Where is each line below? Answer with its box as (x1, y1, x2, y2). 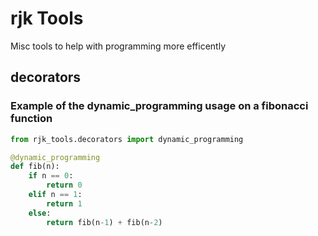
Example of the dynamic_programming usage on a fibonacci (10, 99, 309, 113)
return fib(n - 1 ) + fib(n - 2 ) (46, 217, 163, 227)
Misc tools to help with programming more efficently (10, 40, 227, 52)
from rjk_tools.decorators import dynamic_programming (10, 134, 244, 144)
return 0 (46, 180, 83, 191)
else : (28, 208, 52, 218)
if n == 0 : (28, 171, 74, 181)
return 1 (46, 198, 83, 209)
